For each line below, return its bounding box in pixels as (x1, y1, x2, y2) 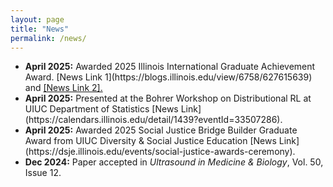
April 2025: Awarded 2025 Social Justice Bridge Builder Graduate (24, 124, 298, 136)
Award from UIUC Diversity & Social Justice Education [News (24, 135, 277, 147)
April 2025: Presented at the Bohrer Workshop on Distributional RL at (24, 92, 312, 105)
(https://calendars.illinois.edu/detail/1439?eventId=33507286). (24, 114, 283, 126)
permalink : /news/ (10, 33, 87, 43)
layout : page (10, 14, 65, 25)
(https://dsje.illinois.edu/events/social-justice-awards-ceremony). (24, 146, 296, 158)
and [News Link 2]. (24, 82, 103, 94)
